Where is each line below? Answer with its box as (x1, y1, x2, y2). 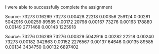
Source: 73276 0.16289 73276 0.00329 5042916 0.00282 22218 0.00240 (5, 34, 154, 39)
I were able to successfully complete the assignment (5, 4, 113, 10)
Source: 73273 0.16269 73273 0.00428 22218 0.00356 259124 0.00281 (5, 14, 151, 19)
